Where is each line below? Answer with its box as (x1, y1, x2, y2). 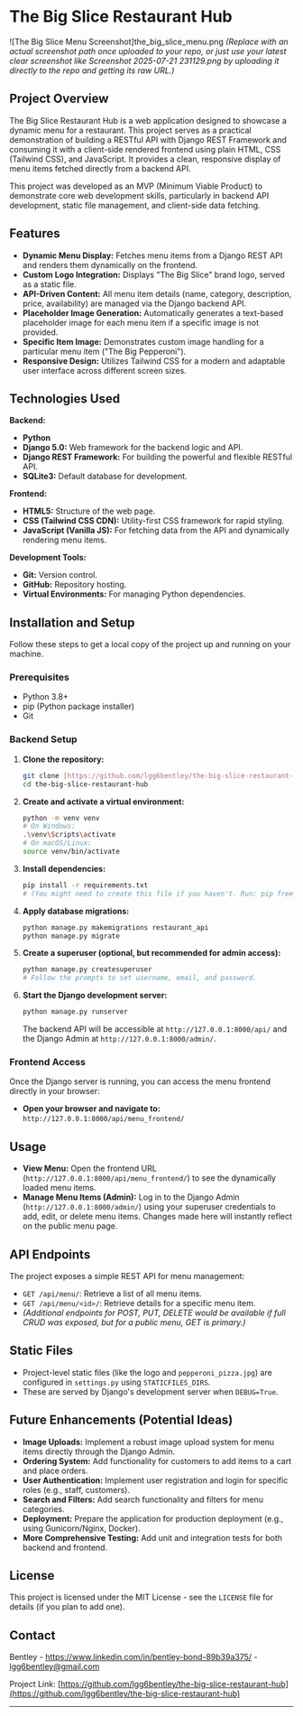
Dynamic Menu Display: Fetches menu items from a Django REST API (22, 250, 283, 261)
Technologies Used (9, 391, 120, 406)
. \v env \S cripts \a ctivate (22, 830, 116, 839)
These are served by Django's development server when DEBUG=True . (22, 1386, 279, 1396)
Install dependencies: (22, 863, 106, 874)
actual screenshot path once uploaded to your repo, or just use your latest (9, 45, 287, 56)
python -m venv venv (22, 813, 100, 822)
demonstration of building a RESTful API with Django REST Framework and (9, 134, 287, 145)
